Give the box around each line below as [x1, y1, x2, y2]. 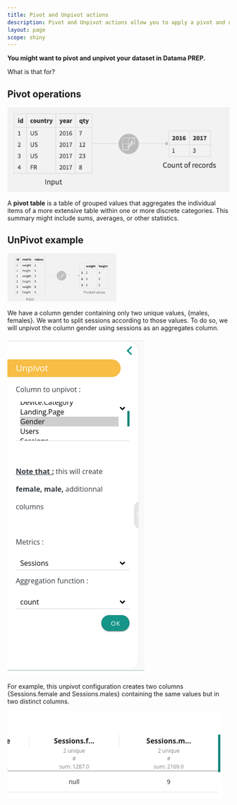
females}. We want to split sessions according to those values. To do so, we [7, 316, 228, 325]
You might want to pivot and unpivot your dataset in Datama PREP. [7, 54, 206, 63]
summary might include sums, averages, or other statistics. [7, 214, 180, 222]
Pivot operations [7, 88, 82, 100]
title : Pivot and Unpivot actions [7, 11, 109, 18]
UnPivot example [7, 234, 84, 246]
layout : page [7, 26, 46, 33]
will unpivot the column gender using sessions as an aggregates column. [7, 324, 219, 332]
